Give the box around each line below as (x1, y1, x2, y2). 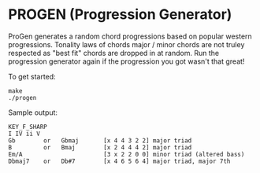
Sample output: (8, 108, 58, 117)
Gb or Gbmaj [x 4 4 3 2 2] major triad (8, 136, 192, 145)
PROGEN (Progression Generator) (8, 6, 232, 24)
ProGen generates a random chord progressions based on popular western (8, 31, 252, 41)
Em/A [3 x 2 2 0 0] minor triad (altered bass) (8, 150, 245, 158)
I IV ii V (8, 130, 41, 138)
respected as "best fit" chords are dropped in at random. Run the (8, 48, 219, 57)
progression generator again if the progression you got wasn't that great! (8, 57, 245, 66)
